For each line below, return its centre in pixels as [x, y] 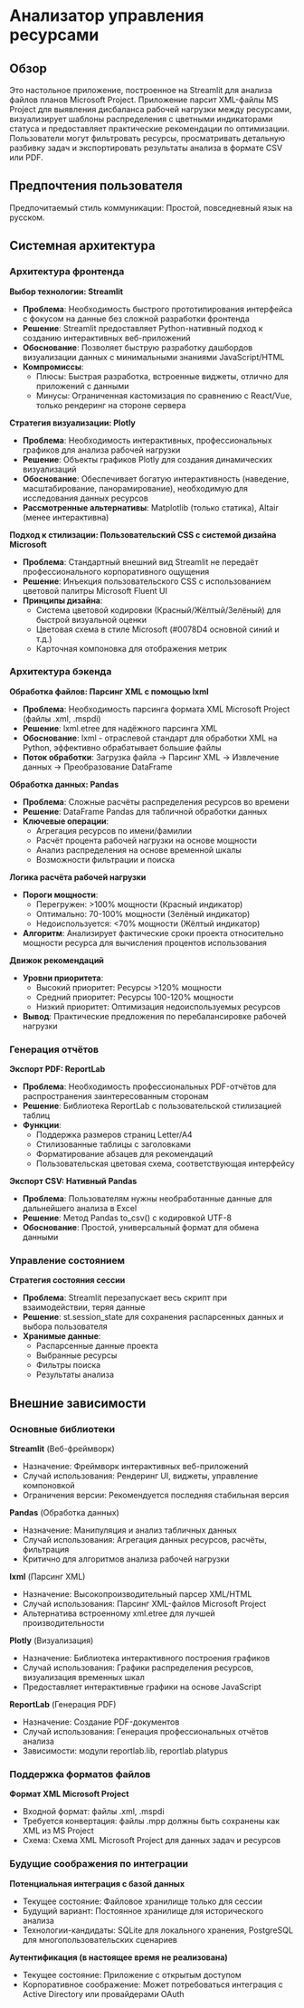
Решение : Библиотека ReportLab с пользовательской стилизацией [152, 1106]
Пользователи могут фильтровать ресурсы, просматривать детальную [147, 138]
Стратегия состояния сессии [67, 1280]
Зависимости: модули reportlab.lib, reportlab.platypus [125, 1751]
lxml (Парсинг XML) [47, 1577]
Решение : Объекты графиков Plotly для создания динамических [147, 459]
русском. [27, 217]
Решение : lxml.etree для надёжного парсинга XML [120, 728]
